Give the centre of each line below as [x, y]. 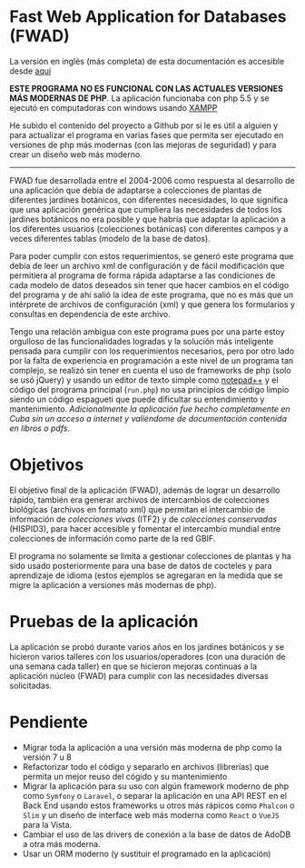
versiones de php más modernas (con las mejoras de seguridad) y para [143, 145]
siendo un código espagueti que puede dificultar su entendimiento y [137, 399]
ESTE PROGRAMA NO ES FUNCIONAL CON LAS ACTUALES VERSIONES [147, 88]
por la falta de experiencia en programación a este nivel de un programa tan [152, 360]
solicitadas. [31, 685]
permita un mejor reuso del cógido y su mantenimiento [125, 776]
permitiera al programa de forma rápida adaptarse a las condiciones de [143, 275]
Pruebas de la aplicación [104, 622]
